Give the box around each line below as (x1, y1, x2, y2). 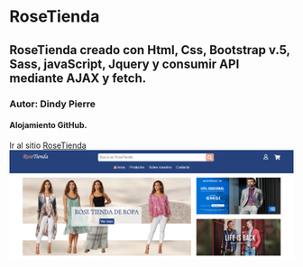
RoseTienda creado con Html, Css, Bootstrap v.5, (9, 42, 290, 58)
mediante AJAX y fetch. (9, 70, 147, 86)
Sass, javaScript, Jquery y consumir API (9, 56, 240, 71)
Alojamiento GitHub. (9, 120, 87, 131)
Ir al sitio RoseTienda (9, 140, 87, 151)
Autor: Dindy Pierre (9, 97, 96, 110)
